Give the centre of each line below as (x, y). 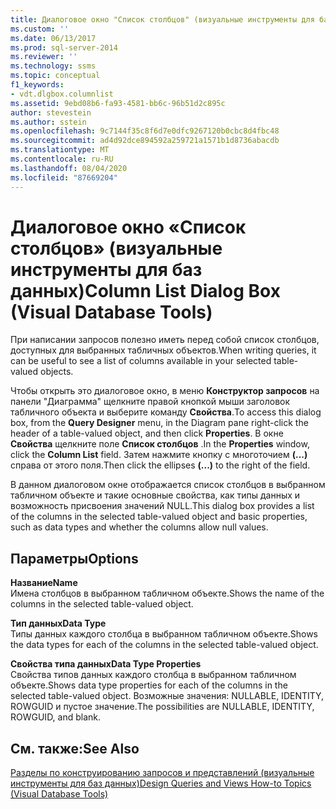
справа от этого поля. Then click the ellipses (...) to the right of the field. (160, 465)
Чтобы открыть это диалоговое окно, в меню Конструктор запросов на (165, 391)
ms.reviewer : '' (44, 57)
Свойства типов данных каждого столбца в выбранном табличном (153, 675)
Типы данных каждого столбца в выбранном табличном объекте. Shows (164, 634)
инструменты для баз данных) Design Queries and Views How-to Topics (161, 783)
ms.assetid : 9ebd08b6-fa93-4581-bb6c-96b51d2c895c (118, 103)
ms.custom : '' (40, 29)
